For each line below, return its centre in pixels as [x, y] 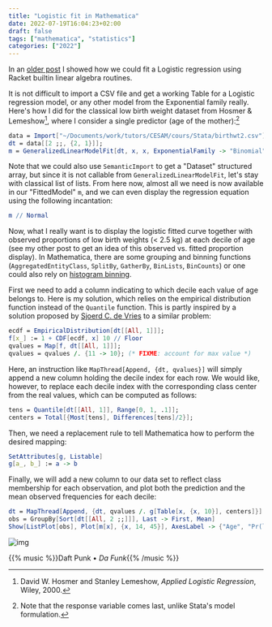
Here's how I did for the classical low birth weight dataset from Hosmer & [130, 111]
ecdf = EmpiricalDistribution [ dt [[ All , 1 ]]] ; [86, 331]
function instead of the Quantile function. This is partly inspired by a [122, 307]
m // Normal [28, 216]
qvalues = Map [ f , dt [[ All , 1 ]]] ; [65, 346]
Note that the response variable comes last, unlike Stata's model [127, 605]
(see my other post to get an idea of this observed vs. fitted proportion [126, 249]
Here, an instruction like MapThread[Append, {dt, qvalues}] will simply [125, 369]
